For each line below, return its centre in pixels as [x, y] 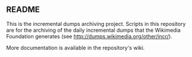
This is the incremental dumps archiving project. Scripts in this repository [96, 24]
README [23, 10]
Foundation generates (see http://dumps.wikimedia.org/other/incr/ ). [89, 36]
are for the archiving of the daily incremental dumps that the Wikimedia [93, 30]
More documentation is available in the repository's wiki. [75, 48]
